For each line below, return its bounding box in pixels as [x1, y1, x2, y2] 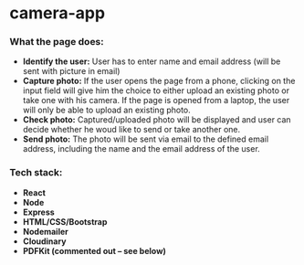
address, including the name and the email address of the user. [22, 143, 260, 154]
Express [22, 207, 55, 217]
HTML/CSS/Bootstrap [22, 216, 108, 227]
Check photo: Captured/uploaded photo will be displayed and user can [22, 114, 291, 125]
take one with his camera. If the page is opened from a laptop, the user [22, 95, 290, 106]
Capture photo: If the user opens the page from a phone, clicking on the [22, 76, 296, 87]
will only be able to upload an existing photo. [22, 104, 192, 116]
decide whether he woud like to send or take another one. [22, 124, 241, 135]
